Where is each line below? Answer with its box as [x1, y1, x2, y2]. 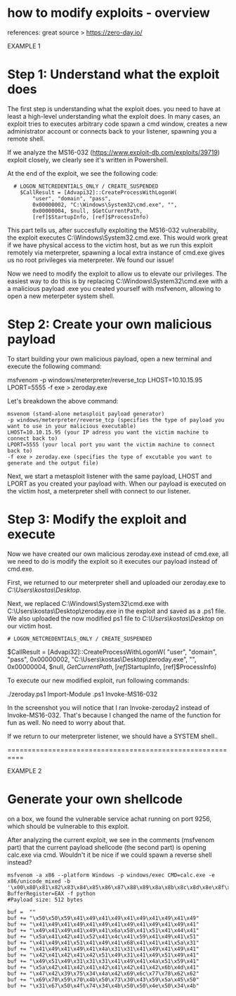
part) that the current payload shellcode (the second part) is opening [7, 843, 206, 851]
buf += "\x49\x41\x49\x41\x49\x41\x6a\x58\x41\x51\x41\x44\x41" [7, 926, 199, 934]
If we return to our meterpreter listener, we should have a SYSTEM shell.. [7, 732, 218, 740]
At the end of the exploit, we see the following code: [7, 169, 158, 177]
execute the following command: [7, 362, 102, 370]
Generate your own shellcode [7, 791, 183, 807]
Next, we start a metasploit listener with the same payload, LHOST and [7, 472, 212, 480]
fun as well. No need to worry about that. [7, 718, 126, 727]
